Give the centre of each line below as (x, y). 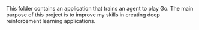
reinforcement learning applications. (51, 21)
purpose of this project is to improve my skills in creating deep (83, 15)
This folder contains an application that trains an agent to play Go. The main (100, 9)
